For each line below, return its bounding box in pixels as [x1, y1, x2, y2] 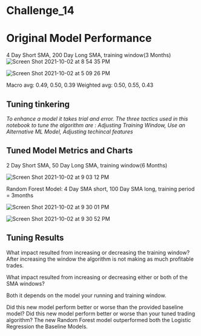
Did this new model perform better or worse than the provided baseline [6, 303, 183, 311]
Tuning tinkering [6, 99, 70, 109]
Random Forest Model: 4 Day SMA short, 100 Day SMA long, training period [6, 185, 195, 192]
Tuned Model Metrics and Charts [6, 146, 133, 156]
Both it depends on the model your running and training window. [6, 292, 166, 299]
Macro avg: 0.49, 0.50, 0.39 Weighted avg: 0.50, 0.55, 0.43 [6, 81, 154, 89]
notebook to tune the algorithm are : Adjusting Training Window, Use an [6, 121, 186, 129]
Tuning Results [6, 233, 64, 243]
